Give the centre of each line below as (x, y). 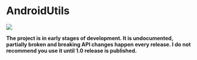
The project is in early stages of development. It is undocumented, (90, 38)
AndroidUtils (38, 11)
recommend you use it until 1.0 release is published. (72, 51)
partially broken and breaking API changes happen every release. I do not (99, 44)
